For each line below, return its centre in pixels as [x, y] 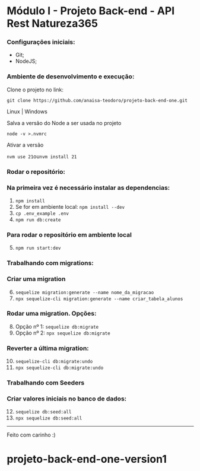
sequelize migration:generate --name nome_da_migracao [85, 292]
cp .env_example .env [42, 214]
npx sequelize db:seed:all [49, 419]
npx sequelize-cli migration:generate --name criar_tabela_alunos [99, 299]
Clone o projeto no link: [35, 90]
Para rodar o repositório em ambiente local [69, 234]
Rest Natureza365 [53, 23]
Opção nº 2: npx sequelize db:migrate [63, 333]
